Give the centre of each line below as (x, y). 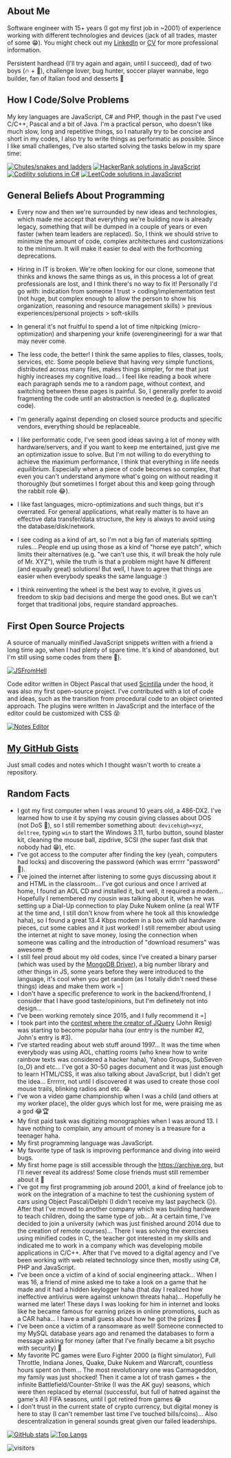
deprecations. (37, 256)
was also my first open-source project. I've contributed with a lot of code (111, 691)
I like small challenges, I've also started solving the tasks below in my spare (114, 146)
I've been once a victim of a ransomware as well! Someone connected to (120, 1326)
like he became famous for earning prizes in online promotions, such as (118, 1311)
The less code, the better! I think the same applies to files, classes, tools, (120, 355)
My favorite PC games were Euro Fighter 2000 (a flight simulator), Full (116, 1355)
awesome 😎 (35, 949)
